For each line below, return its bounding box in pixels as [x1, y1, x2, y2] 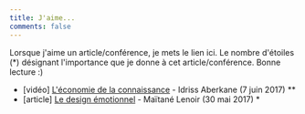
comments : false [9, 22, 71, 31]
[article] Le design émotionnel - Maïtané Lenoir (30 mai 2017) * [22, 93, 260, 105]
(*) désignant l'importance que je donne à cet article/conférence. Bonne [9, 57, 281, 67]
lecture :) [9, 66, 44, 78]
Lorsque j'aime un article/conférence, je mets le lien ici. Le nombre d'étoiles [9, 47, 295, 57]
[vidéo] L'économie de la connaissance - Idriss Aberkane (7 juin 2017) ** [22, 84, 297, 95]
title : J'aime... [9, 13, 76, 23]
